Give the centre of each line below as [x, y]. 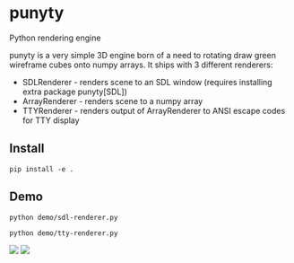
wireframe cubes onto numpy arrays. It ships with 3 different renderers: [141, 65]
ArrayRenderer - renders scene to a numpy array [112, 101]
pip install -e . [42, 169]
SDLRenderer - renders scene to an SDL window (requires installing [147, 82]
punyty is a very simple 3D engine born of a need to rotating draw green [143, 55]
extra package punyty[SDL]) [75, 92]
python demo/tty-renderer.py [64, 233]
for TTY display [51, 120]
